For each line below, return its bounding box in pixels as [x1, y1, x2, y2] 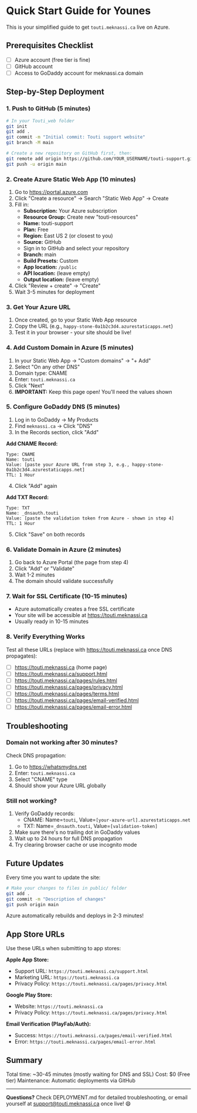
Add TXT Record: [6, 494, 49, 501]
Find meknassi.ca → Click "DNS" [14, 422, 93, 430]
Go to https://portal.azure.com [14, 188, 89, 195]
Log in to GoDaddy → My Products [14, 416, 98, 423]
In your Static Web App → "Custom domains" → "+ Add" [14, 357, 151, 364]
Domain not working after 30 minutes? [6, 739, 118, 747]
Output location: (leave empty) [23, 276, 99, 283]
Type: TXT [6, 505, 30, 511]
